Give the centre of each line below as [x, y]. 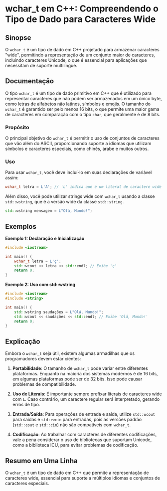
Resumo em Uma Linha [42, 461]
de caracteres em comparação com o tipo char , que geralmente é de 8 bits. [83, 114]
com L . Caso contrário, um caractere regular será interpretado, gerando [86, 399]
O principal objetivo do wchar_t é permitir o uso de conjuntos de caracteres [82, 138]
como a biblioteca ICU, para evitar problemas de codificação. [75, 445]
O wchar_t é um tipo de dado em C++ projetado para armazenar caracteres [82, 50]
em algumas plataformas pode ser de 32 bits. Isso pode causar [77, 379]
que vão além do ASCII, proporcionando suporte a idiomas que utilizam [78, 144]
